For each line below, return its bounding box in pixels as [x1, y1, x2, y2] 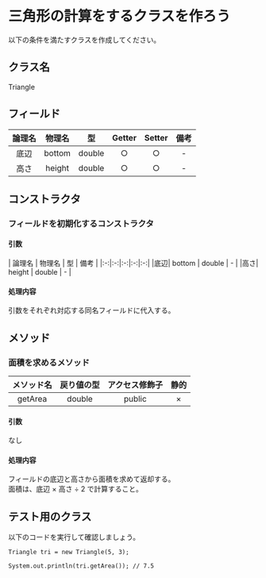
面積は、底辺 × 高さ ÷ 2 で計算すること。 [8, 484, 143, 494]
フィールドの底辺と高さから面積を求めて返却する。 [8, 474, 175, 484]
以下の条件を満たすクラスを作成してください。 [8, 35, 161, 44]
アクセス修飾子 [107, 379, 164, 390]
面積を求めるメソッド [8, 356, 90, 368]
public [123, 393, 147, 404]
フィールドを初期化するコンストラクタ [8, 218, 155, 229]
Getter [112, 132, 137, 143]
